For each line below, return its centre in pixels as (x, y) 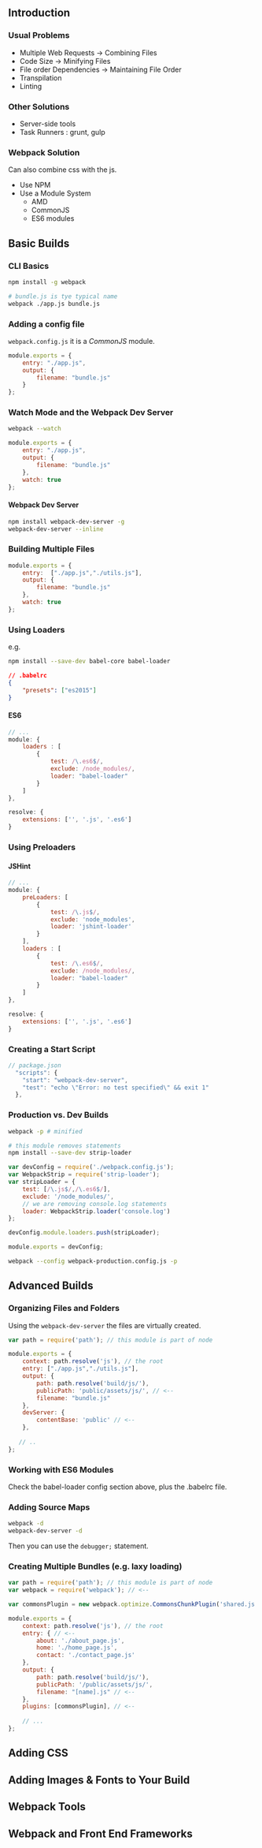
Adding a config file (46, 324)
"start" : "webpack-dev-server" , (75, 1080)
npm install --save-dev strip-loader (70, 1153)
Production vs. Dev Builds (58, 1115)
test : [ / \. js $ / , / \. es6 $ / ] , (66, 1189)
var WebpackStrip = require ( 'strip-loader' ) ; (84, 1174)
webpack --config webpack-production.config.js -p (93, 1261)
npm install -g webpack (47, 282)
